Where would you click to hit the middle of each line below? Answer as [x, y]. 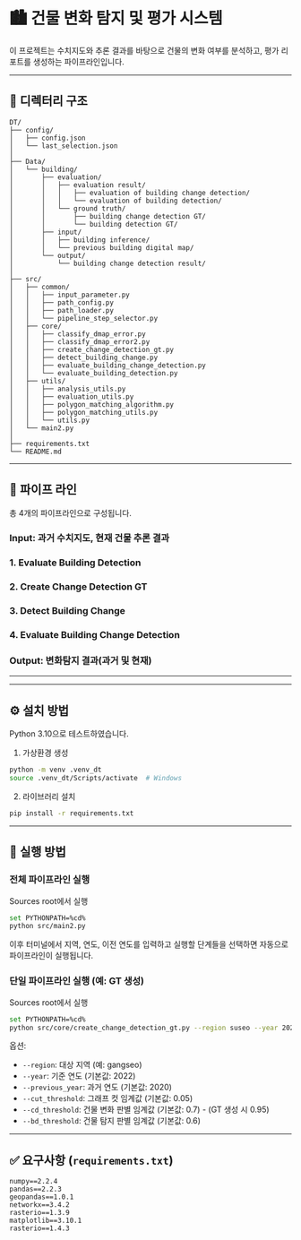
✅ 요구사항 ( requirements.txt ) [91, 1160]
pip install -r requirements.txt [72, 814]
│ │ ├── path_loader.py [62, 310]
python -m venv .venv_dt [56, 770]
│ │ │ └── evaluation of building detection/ [116, 201]
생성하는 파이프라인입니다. [79, 61]
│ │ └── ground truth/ [68, 208]
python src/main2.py [48, 926]
